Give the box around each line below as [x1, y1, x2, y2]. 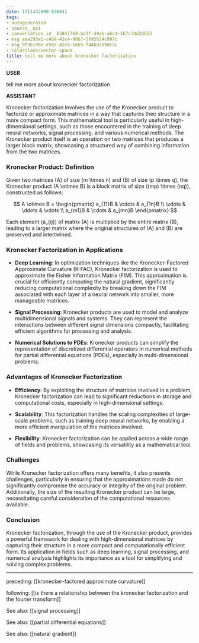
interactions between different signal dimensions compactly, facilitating [14, 321, 190, 329]
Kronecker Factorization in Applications [6, 245, 123, 254]
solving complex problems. [6, 561, 72, 568]
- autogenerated [6, 20, 46, 26]
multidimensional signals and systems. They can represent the [14, 315, 168, 322]
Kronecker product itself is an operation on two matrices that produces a [6, 135, 184, 143]
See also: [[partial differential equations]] [6, 619, 106, 626]
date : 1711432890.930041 [6, 8, 68, 15]
